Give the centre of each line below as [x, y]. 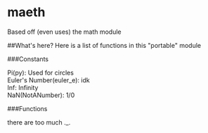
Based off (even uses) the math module [64, 32]
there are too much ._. [39, 122]
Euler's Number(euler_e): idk [48, 80]
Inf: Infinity [23, 87]
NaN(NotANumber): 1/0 [41, 95]
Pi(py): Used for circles [40, 72]
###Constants [28, 59]
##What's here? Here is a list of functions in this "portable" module [104, 45]
